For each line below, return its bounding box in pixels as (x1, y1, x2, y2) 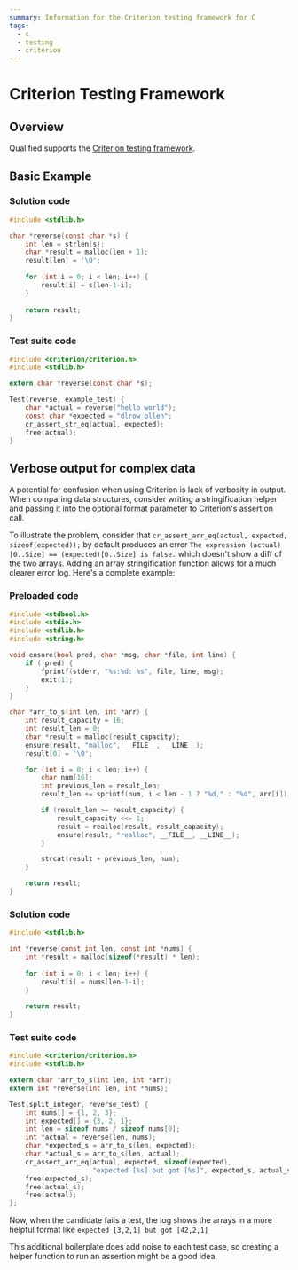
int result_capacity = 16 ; (25, 716, 125, 725)
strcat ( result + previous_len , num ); (41, 855, 180, 864)
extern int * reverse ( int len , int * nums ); (9, 1084, 169, 1093)
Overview (9, 119, 65, 134)
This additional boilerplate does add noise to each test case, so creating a (9, 1242, 279, 1252)
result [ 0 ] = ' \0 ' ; (25, 749, 93, 758)
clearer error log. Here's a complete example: (9, 568, 176, 578)
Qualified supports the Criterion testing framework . (9, 143, 196, 153)
